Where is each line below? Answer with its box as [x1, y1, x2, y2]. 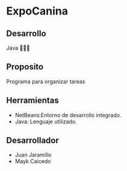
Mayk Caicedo [14, 158, 51, 165]
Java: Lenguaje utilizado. [14, 118, 77, 125]
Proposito [6, 62, 44, 72]
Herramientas [6, 95, 59, 106]
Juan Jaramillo [14, 151, 52, 158]
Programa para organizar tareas [6, 77, 85, 85]
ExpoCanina [6, 4, 68, 18]
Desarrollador [6, 135, 59, 146]
